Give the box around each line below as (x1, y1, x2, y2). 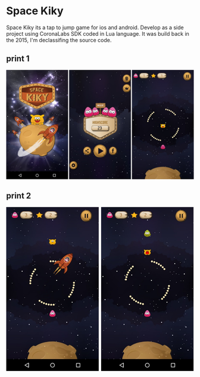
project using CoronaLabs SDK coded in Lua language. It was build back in (6, 30, 189, 37)
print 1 (6, 54, 30, 64)
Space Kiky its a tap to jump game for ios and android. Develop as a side (6, 24, 184, 31)
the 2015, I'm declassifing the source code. (6, 36, 112, 43)
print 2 (6, 191, 32, 201)
